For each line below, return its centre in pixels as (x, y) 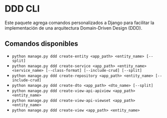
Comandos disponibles (41, 44)
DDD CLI (22, 9)
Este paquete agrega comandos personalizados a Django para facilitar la (79, 23)
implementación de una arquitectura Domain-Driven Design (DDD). (73, 28)
